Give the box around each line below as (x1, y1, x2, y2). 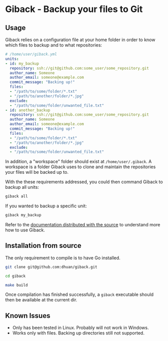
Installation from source (5, 241, 82, 250)
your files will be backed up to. (5, 169, 69, 175)
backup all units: (5, 184, 39, 190)
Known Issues (5, 311, 51, 320)
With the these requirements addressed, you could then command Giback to (5, 179, 163, 185)
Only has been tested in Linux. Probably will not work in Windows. (12, 324, 149, 331)
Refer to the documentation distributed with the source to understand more (5, 222, 160, 227)
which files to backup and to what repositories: (5, 42, 102, 48)
